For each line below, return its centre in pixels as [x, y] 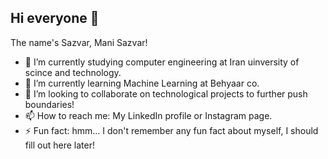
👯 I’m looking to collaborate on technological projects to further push [166, 93]
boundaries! [49, 104]
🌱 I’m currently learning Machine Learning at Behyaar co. [142, 83]
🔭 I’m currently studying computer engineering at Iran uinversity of [162, 62]
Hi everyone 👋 [55, 18]
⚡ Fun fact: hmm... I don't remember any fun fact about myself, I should [171, 130]
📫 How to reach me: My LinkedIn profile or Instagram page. [148, 115]
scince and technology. [73, 72]
